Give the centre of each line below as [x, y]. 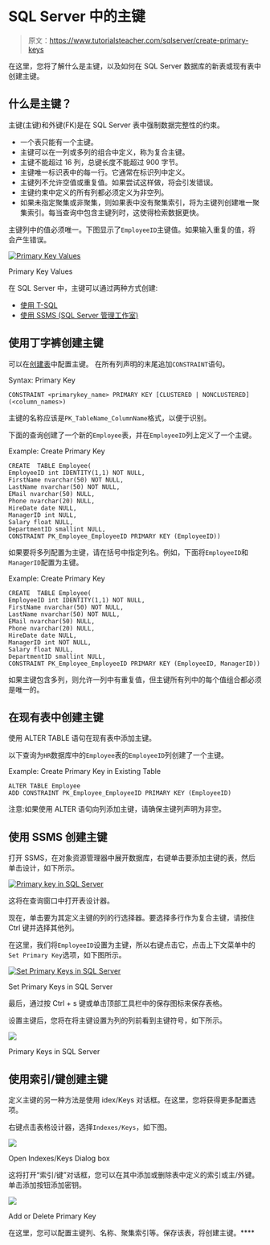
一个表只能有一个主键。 [59, 142]
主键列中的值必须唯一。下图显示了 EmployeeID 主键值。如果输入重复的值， [129, 230]
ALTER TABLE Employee [45, 786]
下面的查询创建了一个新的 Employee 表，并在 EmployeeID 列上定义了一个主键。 [132, 435]
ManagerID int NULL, [43, 515]
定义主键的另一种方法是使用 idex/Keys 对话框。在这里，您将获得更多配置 [129, 1100]
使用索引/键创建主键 [58, 1079]
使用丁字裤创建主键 [56, 343]
